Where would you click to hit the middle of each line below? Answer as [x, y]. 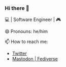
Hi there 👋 [17, 8]
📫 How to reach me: [26, 42]
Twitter [20, 54]
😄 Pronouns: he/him [26, 31]
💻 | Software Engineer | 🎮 [33, 19]
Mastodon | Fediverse [35, 59]
